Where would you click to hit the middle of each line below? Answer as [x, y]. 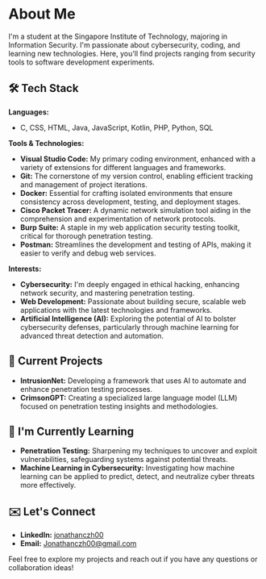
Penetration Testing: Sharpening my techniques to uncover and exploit [139, 451]
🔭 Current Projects [56, 361]
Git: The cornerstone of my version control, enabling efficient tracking [137, 176]
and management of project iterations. [83, 184]
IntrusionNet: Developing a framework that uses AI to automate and [133, 381]
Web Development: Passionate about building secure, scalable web [133, 301]
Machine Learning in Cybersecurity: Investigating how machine [127, 468]
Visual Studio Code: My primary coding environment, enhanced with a [138, 159]
